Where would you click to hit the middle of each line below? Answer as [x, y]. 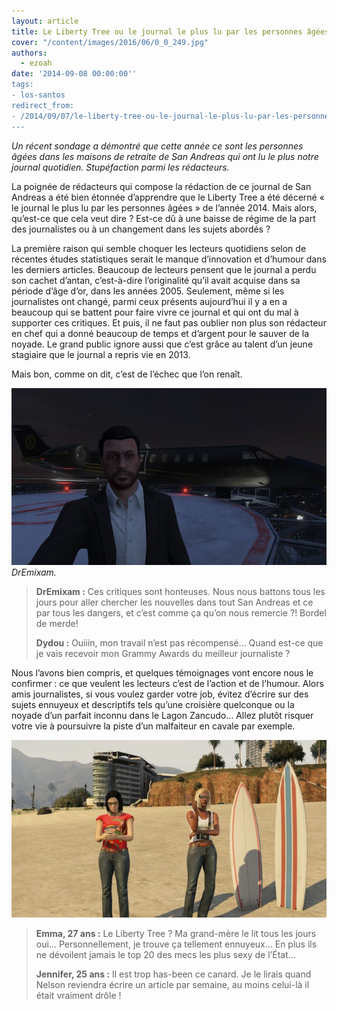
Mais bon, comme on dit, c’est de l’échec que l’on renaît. [127, 374]
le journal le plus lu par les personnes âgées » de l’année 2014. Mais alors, [164, 207]
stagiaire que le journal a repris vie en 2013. [101, 354]
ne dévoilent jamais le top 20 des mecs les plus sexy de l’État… [165, 954]
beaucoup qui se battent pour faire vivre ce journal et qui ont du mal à [155, 312]
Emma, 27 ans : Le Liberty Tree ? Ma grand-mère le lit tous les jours [176, 933]
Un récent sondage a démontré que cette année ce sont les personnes [157, 146]
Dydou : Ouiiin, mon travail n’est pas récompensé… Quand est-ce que [179, 643]
